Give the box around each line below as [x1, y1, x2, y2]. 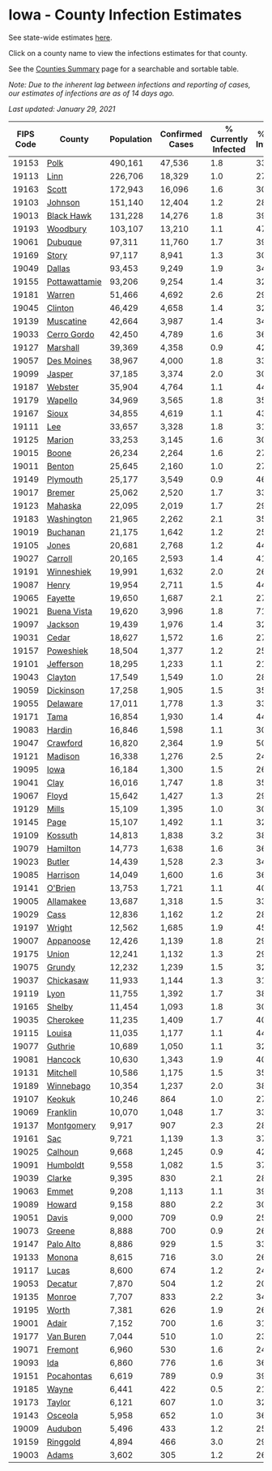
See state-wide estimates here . [8, 32, 113, 42]
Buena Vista [46, 605, 93, 617]
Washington [46, 513, 92, 524]
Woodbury [46, 223, 87, 234]
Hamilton [46, 842, 81, 854]
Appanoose [46, 935, 91, 946]
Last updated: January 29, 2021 [8, 104, 116, 114]
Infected [212, 144, 246, 155]
